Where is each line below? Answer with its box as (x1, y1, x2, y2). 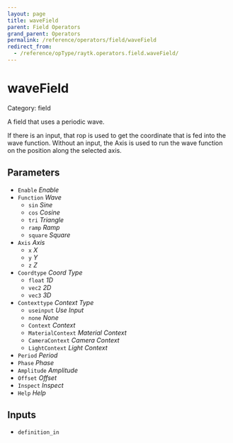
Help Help (17, 389, 46, 397)
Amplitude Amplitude (17, 366, 78, 374)
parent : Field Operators (7, 23, 81, 30)
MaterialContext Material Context (28, 328, 127, 337)
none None (28, 313, 59, 322)
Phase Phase (17, 358, 55, 367)
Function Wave (17, 192, 62, 202)
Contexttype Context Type (17, 298, 94, 306)
